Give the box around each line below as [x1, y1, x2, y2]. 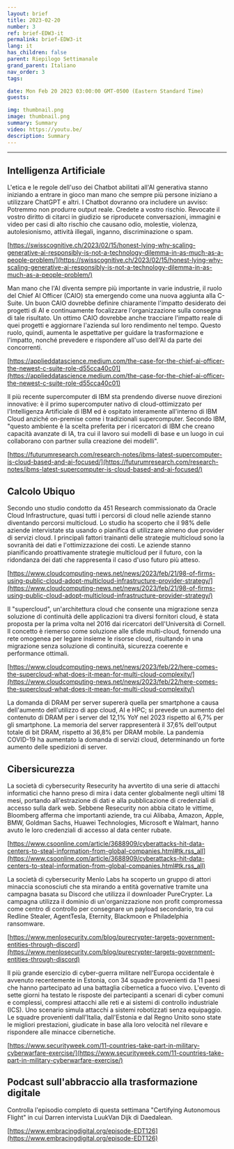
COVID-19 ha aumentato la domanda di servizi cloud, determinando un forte [7, 735, 225, 744]
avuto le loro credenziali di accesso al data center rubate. [7, 826, 172, 834]
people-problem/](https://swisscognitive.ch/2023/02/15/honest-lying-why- [7, 256, 224, 265]
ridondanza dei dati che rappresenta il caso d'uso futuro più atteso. [7, 556, 201, 564]
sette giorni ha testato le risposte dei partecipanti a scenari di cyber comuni [7, 990, 224, 999]
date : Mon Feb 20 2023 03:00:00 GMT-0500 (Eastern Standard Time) [7, 88, 204, 95]
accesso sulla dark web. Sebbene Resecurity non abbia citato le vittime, [7, 804, 214, 812]
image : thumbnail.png [7, 113, 70, 120]
